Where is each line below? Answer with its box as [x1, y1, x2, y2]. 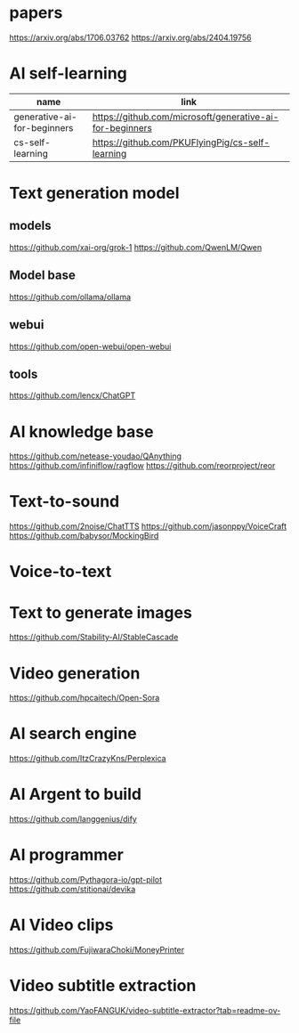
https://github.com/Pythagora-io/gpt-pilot [9, 874, 163, 885]
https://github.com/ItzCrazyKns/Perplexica [9, 753, 166, 764]
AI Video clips [9, 915, 114, 935]
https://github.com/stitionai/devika [9, 884, 136, 895]
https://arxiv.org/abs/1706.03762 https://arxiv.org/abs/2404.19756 [9, 32, 252, 43]
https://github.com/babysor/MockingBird [9, 531, 159, 541]
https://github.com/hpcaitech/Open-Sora [9, 693, 160, 704]
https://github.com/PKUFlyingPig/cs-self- [92, 136, 270, 149]
